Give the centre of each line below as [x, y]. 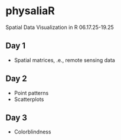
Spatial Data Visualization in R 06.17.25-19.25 [60, 27]
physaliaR [30, 11]
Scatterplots [29, 99]
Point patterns [31, 93]
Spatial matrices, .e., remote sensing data [65, 60]
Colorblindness [32, 132]
